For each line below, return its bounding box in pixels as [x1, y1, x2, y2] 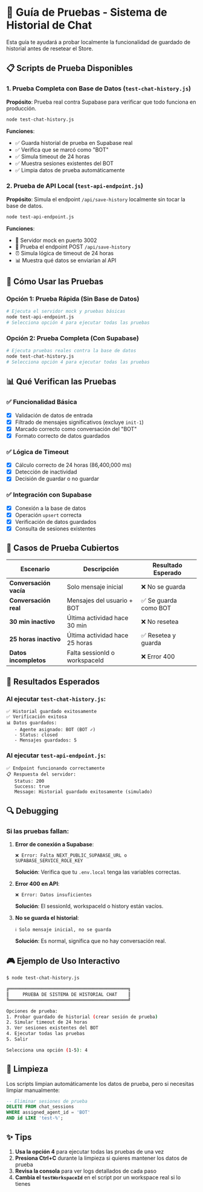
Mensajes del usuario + [66, 596, 134, 604]
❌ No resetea [141, 617, 179, 626]
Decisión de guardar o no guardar [14, 475, 100, 483]
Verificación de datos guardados [14, 518, 97, 525]
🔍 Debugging [6, 806, 59, 816]
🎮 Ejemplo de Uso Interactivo [6, 956, 120, 966]
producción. [6, 104, 36, 112]
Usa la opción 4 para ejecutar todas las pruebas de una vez [14, 1148, 164, 1155]
